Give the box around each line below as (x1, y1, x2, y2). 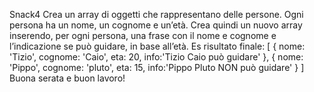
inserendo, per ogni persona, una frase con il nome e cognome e (9, 30, 277, 41)
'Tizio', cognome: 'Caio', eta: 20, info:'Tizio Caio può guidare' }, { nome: (9, 51, 304, 63)
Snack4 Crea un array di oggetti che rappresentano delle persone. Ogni (9, 9, 304, 20)
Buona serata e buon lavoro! (9, 72, 126, 84)
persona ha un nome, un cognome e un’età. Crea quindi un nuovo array (9, 19, 303, 31)
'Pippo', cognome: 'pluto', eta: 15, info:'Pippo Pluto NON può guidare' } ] (9, 62, 305, 73)
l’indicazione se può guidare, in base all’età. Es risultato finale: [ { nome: (9, 40, 306, 52)
